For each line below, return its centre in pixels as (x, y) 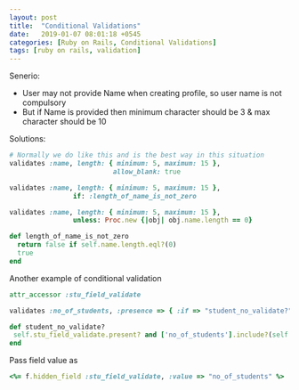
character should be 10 (64, 122)
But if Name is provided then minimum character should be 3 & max (146, 112)
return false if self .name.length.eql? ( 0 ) (97, 245)
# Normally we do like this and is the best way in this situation (137, 155)
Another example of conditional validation (85, 278)
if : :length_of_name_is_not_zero (135, 196)
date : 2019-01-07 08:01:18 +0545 (75, 34)
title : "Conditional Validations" (75, 26)
